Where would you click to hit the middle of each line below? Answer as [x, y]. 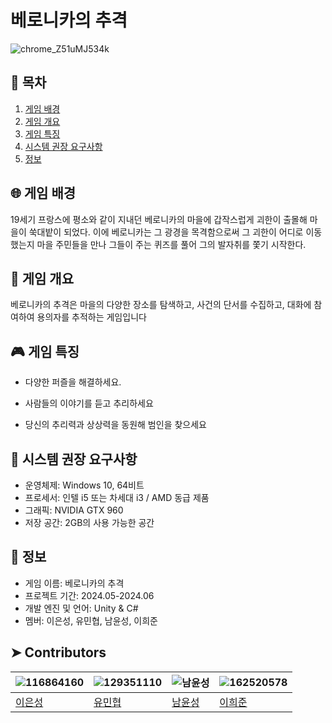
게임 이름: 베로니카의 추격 [74, 583]
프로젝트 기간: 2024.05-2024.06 [89, 595]
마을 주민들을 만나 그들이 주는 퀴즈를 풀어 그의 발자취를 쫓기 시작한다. [171, 244]
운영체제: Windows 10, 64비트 [84, 485]
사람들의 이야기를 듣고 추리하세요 [89, 403]
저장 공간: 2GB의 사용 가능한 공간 [89, 522]
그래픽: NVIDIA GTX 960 [74, 510]
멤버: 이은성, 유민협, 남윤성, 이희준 [91, 620]
